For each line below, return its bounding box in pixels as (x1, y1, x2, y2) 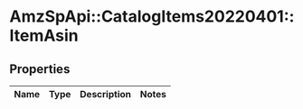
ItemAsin (9, 25, 79, 46)
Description (80, 88, 131, 100)
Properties (9, 61, 71, 77)
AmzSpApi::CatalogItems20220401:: (9, 6, 295, 27)
